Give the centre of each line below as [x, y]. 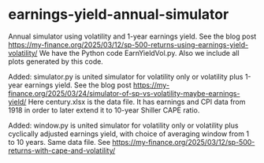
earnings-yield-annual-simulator [119, 15]
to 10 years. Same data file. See [59, 142]
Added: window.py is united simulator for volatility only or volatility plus [123, 125]
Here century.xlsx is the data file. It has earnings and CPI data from [137, 102]
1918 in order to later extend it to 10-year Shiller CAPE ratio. [104, 110]
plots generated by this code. [56, 61]
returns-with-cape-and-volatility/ [62, 150]
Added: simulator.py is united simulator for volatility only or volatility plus [126, 76]
